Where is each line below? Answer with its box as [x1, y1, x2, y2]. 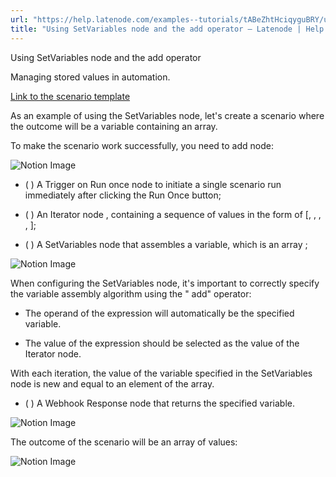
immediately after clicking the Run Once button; [24, 189, 222, 201]
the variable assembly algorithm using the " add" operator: [10, 287, 252, 300]
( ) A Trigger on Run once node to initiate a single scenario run [24, 178, 282, 190]
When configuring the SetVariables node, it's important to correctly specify [10, 277, 320, 289]
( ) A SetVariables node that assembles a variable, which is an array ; [24, 238, 308, 250]
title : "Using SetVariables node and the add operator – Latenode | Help [10, 24, 325, 34]
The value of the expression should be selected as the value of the [24, 337, 300, 349]
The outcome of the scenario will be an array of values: [10, 436, 238, 448]
